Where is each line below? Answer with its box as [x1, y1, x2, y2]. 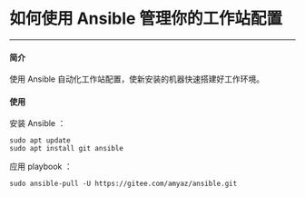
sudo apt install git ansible [9, 144, 124, 153]
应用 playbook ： [9, 161, 73, 172]
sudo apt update [9, 136, 71, 145]
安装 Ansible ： [9, 118, 66, 129]
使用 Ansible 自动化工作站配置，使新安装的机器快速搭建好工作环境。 [9, 74, 265, 84]
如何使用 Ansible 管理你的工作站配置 [9, 8, 283, 29]
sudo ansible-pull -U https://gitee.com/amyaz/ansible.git [9, 179, 238, 189]
